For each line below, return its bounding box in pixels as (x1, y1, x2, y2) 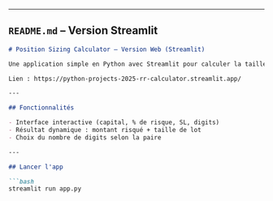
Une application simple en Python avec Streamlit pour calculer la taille (8, 60, 267, 68)
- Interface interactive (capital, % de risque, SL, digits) (8, 118, 220, 126)
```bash (8, 177, 35, 186)
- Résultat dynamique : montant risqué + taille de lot (8, 126, 201, 135)
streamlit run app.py (8, 185, 82, 193)
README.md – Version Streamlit (8, 24, 158, 37)
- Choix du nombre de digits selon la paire (8, 133, 162, 142)
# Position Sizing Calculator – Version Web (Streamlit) (8, 45, 206, 53)
